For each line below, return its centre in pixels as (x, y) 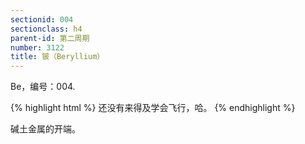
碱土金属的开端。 (45, 129)
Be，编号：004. (43, 87)
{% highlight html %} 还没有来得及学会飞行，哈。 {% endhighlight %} (153, 108)
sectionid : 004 (42, 19)
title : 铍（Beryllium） (57, 57)
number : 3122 (37, 47)
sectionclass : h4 (46, 29)
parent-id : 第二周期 (50, 38)
